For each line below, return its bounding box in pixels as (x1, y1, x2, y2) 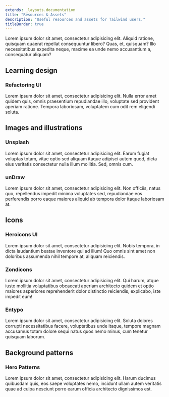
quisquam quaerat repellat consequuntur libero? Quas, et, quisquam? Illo (5, 41, 156, 47)
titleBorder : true (5, 21, 44, 27)
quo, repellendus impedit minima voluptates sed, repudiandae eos (5, 190, 143, 196)
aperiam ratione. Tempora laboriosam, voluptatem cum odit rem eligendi (5, 103, 155, 109)
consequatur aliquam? (5, 52, 51, 58)
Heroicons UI (5, 231, 38, 238)
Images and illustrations (5, 123, 83, 132)
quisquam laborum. (5, 334, 45, 340)
